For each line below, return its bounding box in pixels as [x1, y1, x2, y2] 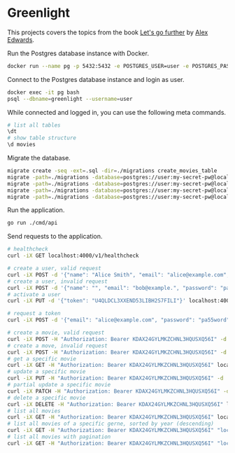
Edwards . [7, 35, 35, 43]
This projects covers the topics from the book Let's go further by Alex [7, 28, 208, 36]
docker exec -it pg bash [7, 89, 80, 96]
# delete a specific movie [7, 394, 86, 401]
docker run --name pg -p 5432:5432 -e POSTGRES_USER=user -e [7, 62, 190, 69]
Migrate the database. [7, 154, 71, 162]
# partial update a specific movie [7, 382, 111, 389]
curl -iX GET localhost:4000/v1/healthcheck [7, 252, 139, 260]
